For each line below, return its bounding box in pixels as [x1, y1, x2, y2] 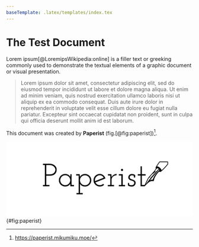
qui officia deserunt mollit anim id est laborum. [20, 117, 134, 124]
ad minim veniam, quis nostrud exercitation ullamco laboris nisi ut [20, 92, 181, 99]
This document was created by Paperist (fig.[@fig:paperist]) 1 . [6, 128, 158, 136]
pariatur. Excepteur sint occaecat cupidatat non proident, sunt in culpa [20, 110, 193, 118]
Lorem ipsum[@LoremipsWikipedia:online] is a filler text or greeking [6, 55, 172, 62]
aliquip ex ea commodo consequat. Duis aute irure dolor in [20, 98, 163, 105]
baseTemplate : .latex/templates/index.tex [6, 9, 113, 15]
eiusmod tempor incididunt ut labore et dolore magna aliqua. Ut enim [20, 86, 188, 93]
